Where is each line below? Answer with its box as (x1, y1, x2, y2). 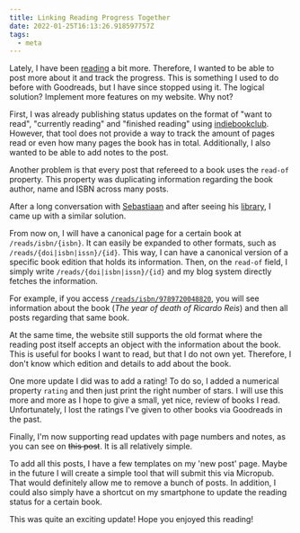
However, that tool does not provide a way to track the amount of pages (9, 128, 276, 139)
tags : (9, 30, 30, 39)
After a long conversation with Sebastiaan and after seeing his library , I (9, 201, 271, 212)
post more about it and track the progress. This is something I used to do (9, 73, 279, 84)
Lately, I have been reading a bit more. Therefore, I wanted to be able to (9, 63, 275, 74)
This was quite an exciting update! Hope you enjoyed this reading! (9, 514, 254, 525)
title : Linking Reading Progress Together (9, 13, 171, 22)
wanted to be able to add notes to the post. (9, 147, 169, 158)
